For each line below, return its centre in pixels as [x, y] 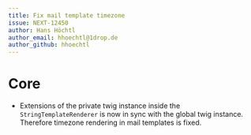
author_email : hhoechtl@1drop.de [63, 37]
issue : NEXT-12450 [38, 23]
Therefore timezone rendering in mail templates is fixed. [111, 122]
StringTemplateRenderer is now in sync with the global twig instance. [131, 114]
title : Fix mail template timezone [67, 15]
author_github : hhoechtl [49, 45]
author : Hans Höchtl [42, 30]
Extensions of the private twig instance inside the [100, 106]
